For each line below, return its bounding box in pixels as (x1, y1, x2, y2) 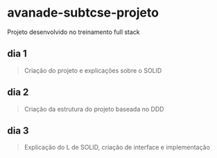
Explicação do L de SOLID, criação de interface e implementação (24, 143, 210, 152)
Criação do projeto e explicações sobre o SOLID (24, 66, 162, 74)
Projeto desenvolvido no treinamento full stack (7, 28, 140, 36)
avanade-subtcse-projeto (7, 5, 159, 21)
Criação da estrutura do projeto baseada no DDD (24, 105, 164, 113)
